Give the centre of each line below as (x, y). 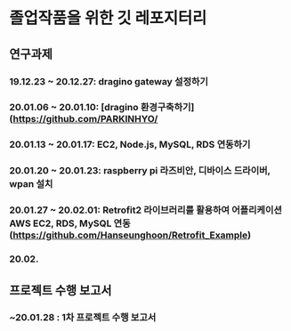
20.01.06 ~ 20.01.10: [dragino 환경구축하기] (102, 108)
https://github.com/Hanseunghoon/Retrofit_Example (130, 235)
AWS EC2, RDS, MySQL (61, 223)
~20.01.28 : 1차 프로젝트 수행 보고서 (83, 318)
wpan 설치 (31, 184)
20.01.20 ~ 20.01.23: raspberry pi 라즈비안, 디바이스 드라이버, (140, 171)
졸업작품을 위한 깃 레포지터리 (108, 18)
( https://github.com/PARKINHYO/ (84, 119)
